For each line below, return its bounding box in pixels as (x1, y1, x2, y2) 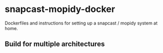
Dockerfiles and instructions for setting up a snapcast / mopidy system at (5, 20, 158, 26)
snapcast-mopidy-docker (5, 3, 115, 15)
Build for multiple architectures (5, 40, 105, 48)
